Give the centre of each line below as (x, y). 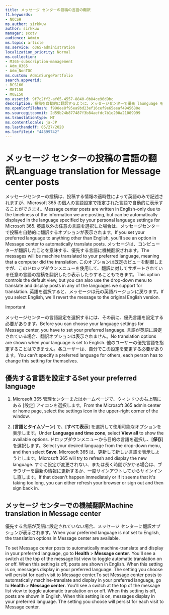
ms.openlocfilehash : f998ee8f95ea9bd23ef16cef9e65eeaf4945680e (73, 108)
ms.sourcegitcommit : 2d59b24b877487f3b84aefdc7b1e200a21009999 (73, 113)
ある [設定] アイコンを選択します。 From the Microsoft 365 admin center (87, 405)
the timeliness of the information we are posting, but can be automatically (81, 215)
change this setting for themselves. (42, 361)
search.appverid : (23, 80)
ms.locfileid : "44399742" (32, 132)
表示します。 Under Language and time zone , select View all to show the (88, 433)
